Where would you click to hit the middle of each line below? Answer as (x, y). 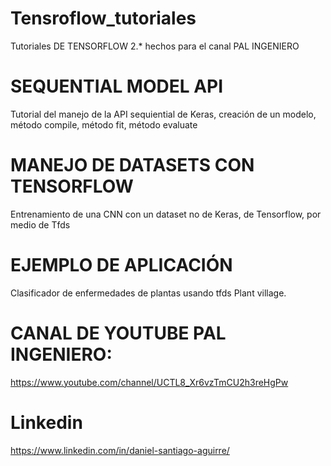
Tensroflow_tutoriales (103, 18)
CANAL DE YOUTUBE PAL (118, 333)
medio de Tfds (40, 224)
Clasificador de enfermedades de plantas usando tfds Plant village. (148, 293)
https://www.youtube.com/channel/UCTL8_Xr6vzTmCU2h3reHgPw (149, 382)
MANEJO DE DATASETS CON (132, 165)
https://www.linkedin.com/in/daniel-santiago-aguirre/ (120, 450)
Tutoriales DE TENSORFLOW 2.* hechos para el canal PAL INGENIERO (155, 46)
